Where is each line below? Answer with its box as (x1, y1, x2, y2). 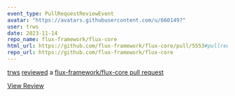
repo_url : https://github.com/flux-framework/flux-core (7, 49, 173, 56)
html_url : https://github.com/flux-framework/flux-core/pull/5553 (7, 42, 205, 49)
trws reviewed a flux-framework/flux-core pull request (7, 67, 164, 77)
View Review (7, 81, 44, 90)
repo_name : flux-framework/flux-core (7, 36, 117, 43)
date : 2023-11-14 (7, 29, 58, 37)
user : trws (7, 23, 39, 30)
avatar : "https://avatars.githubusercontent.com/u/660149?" (7, 17, 187, 24)
